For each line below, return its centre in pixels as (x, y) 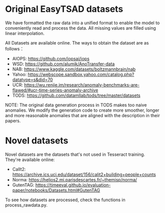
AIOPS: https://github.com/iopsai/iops (51, 58)
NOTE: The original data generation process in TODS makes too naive (76, 105)
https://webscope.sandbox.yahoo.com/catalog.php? (81, 74)
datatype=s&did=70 (33, 80)
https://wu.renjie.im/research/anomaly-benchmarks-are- (82, 85)
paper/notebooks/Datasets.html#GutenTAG (56, 190)
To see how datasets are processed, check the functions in (65, 200)
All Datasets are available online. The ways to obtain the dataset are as (77, 43)
